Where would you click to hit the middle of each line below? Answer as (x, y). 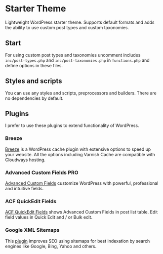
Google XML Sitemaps (32, 230)
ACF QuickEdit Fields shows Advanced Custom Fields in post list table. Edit (81, 212)
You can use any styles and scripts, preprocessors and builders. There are (81, 93)
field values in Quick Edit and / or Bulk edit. (49, 217)
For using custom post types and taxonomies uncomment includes (73, 55)
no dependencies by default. (34, 98)
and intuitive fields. (24, 188)
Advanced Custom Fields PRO (42, 172)
